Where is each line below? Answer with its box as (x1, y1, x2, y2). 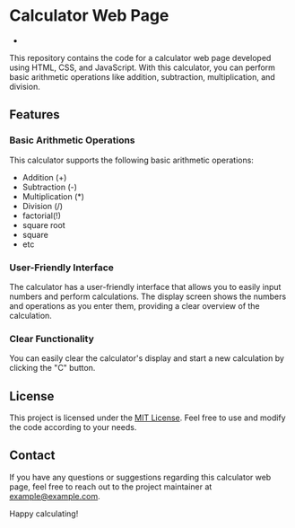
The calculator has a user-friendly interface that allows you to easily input (9, 281, 282, 292)
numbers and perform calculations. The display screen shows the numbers (9, 291, 287, 302)
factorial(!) (22, 210, 61, 221)
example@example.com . (9, 490, 100, 501)
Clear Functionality (9, 332, 94, 345)
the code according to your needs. (9, 422, 137, 433)
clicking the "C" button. (9, 363, 96, 374)
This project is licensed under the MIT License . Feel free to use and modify (9, 412, 286, 423)
